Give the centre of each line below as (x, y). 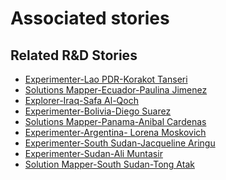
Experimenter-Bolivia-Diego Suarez (98, 111)
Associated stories (90, 18)
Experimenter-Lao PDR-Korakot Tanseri (106, 79)
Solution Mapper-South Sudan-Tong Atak (109, 164)
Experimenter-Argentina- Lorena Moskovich (115, 132)
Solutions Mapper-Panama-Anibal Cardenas (115, 121)
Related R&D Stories (74, 55)
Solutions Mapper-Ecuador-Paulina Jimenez (116, 90)
